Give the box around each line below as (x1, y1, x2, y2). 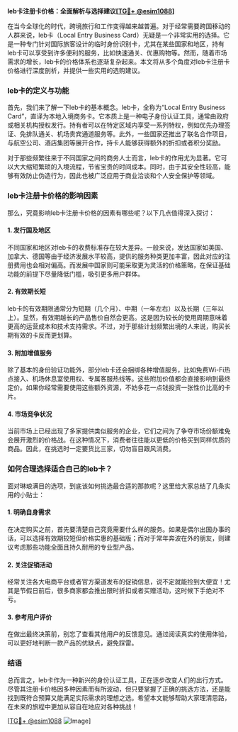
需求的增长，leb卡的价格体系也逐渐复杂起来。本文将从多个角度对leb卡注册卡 (7, 57, 230, 66)
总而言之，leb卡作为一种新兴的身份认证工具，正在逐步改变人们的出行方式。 (7, 675, 228, 684)
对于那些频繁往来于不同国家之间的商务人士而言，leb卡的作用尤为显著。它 (7, 154, 222, 162)
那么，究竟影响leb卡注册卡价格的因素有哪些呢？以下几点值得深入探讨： (7, 209, 215, 217)
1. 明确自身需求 (7, 508, 51, 516)
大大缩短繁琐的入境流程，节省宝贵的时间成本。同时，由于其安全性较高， (13, 162, 225, 171)
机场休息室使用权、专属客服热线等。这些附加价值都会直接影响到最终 (31, 375, 231, 383)
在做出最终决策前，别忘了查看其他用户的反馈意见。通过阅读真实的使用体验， (7, 630, 231, 638)
